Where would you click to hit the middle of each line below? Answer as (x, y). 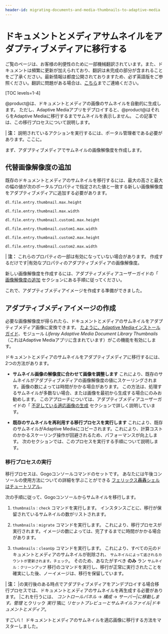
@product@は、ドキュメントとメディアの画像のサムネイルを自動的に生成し (83, 103)
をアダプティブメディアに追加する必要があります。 (57, 193)
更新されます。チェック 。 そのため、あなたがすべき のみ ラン (87, 561)
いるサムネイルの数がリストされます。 (69, 514)
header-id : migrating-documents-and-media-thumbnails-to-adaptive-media (83, 10)
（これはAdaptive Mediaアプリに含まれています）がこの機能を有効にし (78, 340)
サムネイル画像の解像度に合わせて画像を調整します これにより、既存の (86, 374)
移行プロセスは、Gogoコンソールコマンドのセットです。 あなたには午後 (79, 474)
